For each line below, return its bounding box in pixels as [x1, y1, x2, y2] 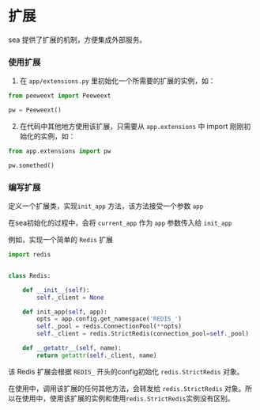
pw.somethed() [8, 161, 55, 169]
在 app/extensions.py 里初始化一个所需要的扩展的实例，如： [19, 76, 216, 85]
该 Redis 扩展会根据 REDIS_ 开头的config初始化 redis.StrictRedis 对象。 [8, 366, 244, 376]
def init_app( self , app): [22, 308, 108, 316]
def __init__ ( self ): [22, 286, 90, 294]
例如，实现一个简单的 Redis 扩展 [8, 235, 113, 245]
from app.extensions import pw [8, 147, 111, 155]
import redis [8, 251, 51, 259]
